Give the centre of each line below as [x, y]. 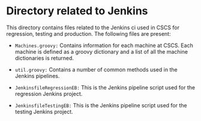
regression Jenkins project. [49, 94]
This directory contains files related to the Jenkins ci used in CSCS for [93, 27]
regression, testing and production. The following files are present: [88, 33]
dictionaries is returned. [44, 58]
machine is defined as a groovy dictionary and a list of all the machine [101, 51]
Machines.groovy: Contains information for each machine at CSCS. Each [104, 45]
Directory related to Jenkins [77, 11]
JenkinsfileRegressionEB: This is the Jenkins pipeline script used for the [105, 87]
